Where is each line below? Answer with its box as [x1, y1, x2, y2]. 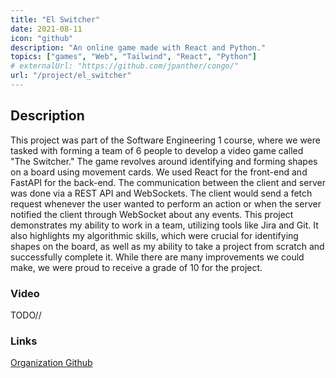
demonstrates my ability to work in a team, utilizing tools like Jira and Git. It [10, 219, 319, 231]
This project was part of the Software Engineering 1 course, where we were [10, 134, 321, 146]
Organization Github [10, 357, 93, 369]
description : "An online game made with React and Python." [10, 42, 267, 53]
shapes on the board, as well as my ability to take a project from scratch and [10, 240, 325, 252]
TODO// [10, 309, 42, 321]
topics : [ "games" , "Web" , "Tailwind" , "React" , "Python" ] [10, 52, 257, 62]
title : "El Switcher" [10, 14, 101, 25]
